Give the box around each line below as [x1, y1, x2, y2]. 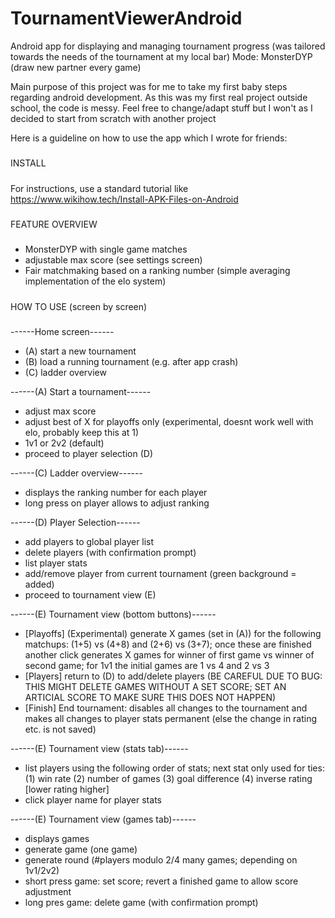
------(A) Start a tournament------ [10, 386, 152, 398]
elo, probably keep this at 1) [24, 427, 140, 439]
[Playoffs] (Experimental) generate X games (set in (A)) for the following [24, 628, 322, 640]
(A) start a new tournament [24, 345, 137, 357]
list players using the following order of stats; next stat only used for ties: [24, 762, 325, 774]
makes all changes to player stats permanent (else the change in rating [24, 713, 318, 725]
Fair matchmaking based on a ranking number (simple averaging [24, 265, 291, 277]
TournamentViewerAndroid [10, 7, 243, 30]
